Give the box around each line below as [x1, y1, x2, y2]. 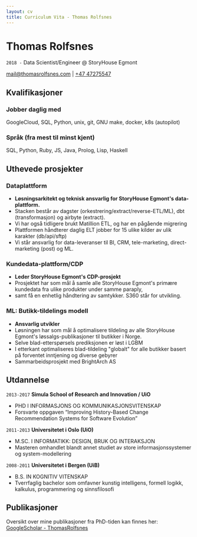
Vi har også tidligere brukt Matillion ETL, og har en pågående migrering [14, 220, 188, 227]
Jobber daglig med [6, 105, 61, 113]
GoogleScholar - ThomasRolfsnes [6, 525, 88, 532]
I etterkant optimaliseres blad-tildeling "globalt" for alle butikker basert [14, 345, 186, 352]
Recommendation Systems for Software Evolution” [14, 414, 137, 422]
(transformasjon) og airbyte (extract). [14, 214, 106, 221]
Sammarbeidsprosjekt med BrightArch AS [14, 358, 116, 365]
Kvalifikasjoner [6, 87, 63, 97]
